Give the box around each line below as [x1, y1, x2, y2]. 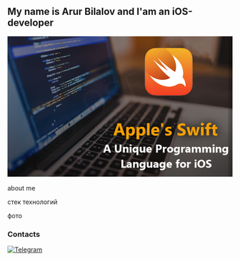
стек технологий [7, 198, 58, 206]
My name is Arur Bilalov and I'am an [7, 6, 170, 18]
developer [7, 17, 54, 29]
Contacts [7, 229, 41, 239]
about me [7, 183, 36, 192]
